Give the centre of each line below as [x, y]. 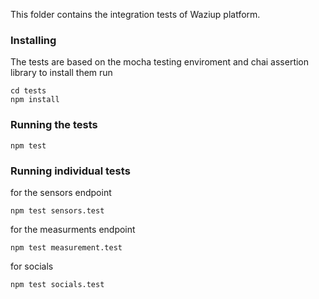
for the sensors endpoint [61, 192]
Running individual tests [70, 171]
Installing [33, 40]
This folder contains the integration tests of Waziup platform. [135, 14]
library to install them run [61, 73]
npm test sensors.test [57, 210]
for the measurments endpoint [73, 229]
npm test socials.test [57, 284]
